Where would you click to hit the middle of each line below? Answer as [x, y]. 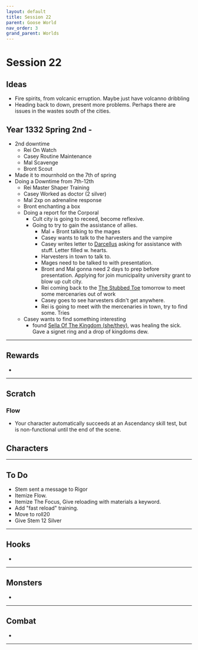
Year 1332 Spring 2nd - [49, 129]
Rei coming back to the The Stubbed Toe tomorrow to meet [113, 288]
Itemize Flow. [31, 496]
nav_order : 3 [22, 28]
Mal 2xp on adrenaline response [62, 200]
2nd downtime [32, 143]
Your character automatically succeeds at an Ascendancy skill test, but [101, 423]
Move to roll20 [32, 514]
